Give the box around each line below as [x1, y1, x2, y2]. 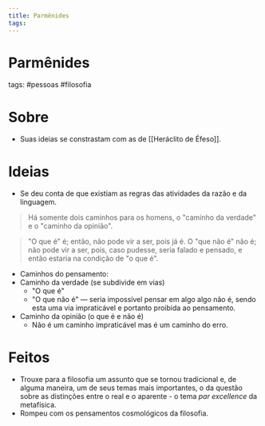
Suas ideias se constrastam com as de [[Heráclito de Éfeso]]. [19, 134, 222, 144]
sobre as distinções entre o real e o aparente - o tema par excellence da [19, 392, 258, 401]
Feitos [8, 348, 50, 366]
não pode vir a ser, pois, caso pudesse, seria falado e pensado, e [27, 245, 243, 255]
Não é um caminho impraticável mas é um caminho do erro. [31, 320, 229, 330]
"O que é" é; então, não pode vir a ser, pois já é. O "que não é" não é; [27, 237, 257, 246]
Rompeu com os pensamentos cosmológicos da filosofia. [19, 408, 209, 418]
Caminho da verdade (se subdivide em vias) [19, 277, 165, 288]
